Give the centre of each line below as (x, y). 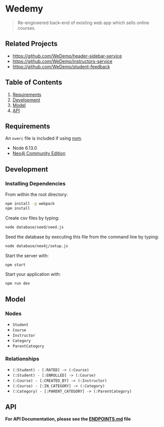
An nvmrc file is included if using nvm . (44, 138)
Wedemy (24, 9)
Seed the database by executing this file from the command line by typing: (82, 237)
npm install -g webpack (30, 204)
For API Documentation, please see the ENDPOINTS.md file (68, 419)
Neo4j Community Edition (39, 153)
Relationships (22, 359)
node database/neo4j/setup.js (37, 246)
